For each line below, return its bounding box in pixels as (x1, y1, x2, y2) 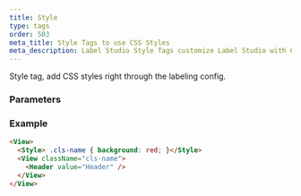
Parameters (9, 93, 61, 106)
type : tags (9, 21, 50, 30)
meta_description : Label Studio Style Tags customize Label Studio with (9, 47, 287, 55)
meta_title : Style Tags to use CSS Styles (9, 38, 170, 47)
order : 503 (9, 30, 50, 38)
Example (9, 117, 48, 130)
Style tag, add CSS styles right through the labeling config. (9, 71, 227, 81)
